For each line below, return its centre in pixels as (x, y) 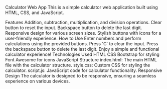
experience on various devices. (38, 81)
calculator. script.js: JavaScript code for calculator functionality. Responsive (84, 70)
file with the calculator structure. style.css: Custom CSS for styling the (78, 65)
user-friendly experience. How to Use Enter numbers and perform (73, 38)
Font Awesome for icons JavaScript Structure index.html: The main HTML (81, 60)
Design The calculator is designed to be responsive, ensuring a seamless (81, 76)
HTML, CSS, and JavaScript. (35, 13)
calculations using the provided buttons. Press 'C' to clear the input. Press (82, 44)
